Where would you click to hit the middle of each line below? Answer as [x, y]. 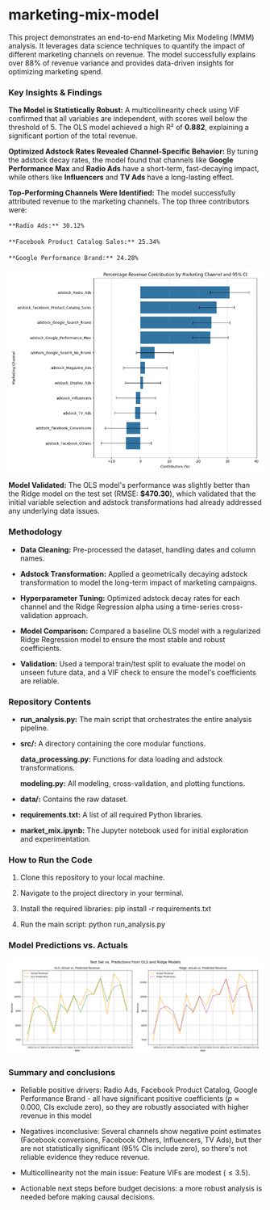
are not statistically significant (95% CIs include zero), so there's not [133, 1148]
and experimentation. [55, 839]
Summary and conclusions [62, 1072]
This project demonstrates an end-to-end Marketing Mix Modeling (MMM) [131, 37]
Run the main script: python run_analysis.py [93, 924]
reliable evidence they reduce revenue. [85, 1157]
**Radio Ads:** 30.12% [46, 226]
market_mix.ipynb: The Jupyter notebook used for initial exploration [134, 830]
